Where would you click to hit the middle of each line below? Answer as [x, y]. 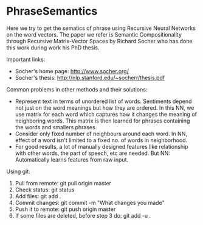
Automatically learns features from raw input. [72, 159]
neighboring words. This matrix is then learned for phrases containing [102, 121]
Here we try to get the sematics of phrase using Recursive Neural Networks [101, 28]
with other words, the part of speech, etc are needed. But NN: [92, 153]
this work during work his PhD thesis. [53, 48]
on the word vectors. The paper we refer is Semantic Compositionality [94, 34]
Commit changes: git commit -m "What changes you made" [90, 202]
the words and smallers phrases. [56, 127]
